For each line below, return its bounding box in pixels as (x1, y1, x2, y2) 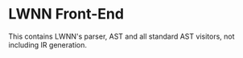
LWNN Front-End (8, 5, 125, 23)
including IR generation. (8, 39, 87, 49)
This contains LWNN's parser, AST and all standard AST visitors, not (8, 31, 235, 41)
